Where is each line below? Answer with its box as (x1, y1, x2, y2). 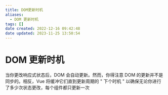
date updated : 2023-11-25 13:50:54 (5, 31, 80, 36)
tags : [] (5, 21, 24, 27)
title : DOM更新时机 (5, 7, 44, 13)
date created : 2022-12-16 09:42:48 (5, 26, 80, 31)
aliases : (5, 12, 24, 17)
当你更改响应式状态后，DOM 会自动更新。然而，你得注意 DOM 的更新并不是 (5, 72, 163, 78)
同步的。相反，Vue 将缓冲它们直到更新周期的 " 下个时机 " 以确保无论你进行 (5, 78, 161, 84)
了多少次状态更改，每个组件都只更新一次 (5, 84, 90, 90)
